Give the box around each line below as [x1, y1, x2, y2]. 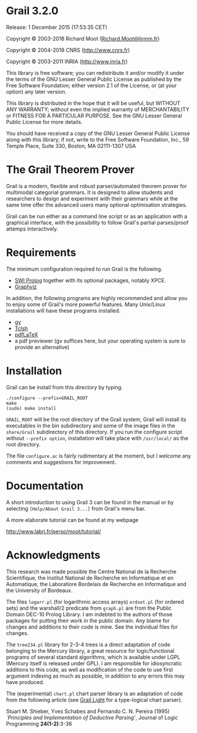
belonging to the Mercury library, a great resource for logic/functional [6, 647, 175, 654]
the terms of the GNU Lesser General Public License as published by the [6, 75, 182, 83]
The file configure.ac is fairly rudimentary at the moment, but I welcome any [6, 452, 191, 459]
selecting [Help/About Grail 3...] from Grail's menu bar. [6, 505, 146, 512]
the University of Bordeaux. [6, 587, 73, 594]
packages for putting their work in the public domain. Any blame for [6, 617, 170, 624]
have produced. [6, 678, 45, 685]
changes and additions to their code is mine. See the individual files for [6, 623, 178, 630]
